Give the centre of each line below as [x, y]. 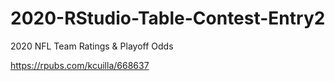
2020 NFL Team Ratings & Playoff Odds [92, 46]
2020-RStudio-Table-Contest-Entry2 [168, 18]
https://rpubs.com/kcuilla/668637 [80, 65]
